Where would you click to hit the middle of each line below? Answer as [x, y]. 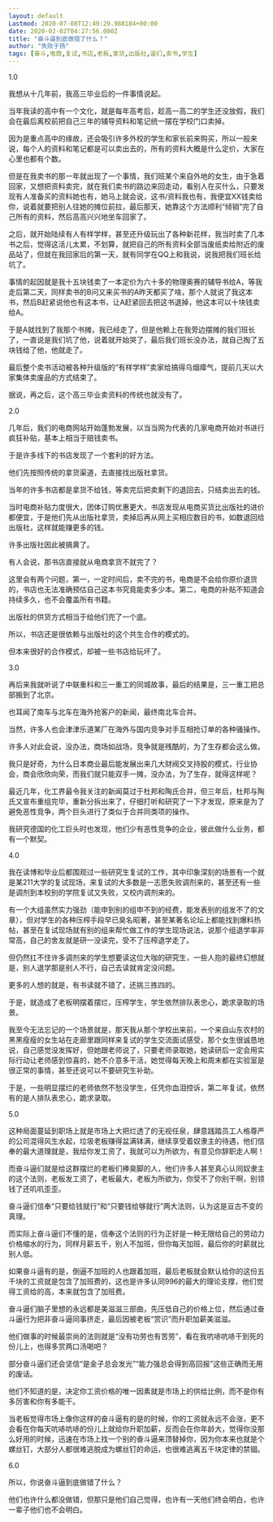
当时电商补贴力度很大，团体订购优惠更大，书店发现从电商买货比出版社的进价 [136, 507]
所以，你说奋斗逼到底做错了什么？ [65, 1482]
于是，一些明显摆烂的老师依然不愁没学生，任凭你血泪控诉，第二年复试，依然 [136, 1088]
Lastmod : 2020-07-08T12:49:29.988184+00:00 [83, 24]
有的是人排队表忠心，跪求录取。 [62, 1098]
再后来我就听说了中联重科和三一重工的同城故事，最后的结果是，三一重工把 [133, 685]
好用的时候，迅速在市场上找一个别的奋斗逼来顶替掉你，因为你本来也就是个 [140, 1439]
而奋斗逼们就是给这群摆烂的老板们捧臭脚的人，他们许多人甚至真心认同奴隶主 [136, 1169]
